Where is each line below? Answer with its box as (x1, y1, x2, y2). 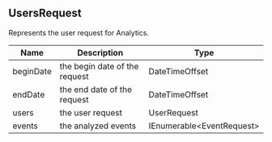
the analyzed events (59, 120, 136, 132)
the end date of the (59, 84, 132, 95)
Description (76, 47, 124, 58)
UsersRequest (8, 6, 83, 20)
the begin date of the (59, 61, 139, 72)
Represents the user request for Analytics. (8, 27, 150, 37)
